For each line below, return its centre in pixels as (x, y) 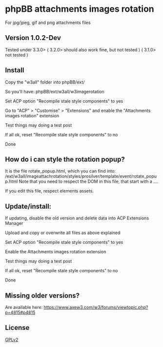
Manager (14, 223)
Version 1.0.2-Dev (33, 38)
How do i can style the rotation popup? (65, 159)
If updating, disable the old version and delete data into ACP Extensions (77, 218)
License (17, 328)
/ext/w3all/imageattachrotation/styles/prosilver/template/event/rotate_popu (81, 176)
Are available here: (24, 307)
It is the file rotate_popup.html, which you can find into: (61, 171)
